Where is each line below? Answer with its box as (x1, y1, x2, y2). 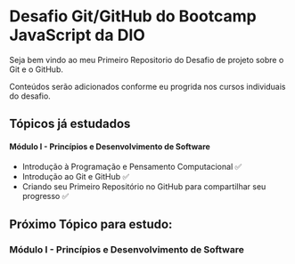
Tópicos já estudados (9, 116, 131, 132)
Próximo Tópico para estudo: (9, 216, 173, 232)
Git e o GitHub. (9, 64, 64, 75)
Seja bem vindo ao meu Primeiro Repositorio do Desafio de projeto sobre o (9, 54, 284, 65)
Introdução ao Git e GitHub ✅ (21, 171, 130, 181)
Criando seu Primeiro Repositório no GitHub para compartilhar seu (21, 180, 266, 192)
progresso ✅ (21, 190, 70, 201)
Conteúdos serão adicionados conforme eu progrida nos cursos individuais (9, 81, 286, 92)
